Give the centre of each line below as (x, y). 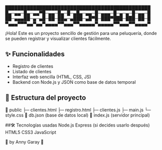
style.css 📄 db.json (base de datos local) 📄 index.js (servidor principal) (78, 115)
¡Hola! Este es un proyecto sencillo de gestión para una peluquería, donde (81, 33)
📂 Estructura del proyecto (46, 98)
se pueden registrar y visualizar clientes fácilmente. (58, 38)
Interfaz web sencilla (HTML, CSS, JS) (52, 77)
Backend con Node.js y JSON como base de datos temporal (74, 82)
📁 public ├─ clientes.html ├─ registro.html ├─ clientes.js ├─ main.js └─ (78, 110)
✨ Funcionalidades (35, 54)
